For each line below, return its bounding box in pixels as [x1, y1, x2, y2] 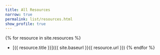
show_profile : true [5, 21, 46, 26]
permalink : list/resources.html [5, 16, 73, 21]
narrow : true [5, 12, 33, 17]
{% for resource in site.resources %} [5, 35, 81, 41]
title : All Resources [5, 7, 51, 12]
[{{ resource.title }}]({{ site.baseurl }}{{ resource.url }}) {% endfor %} [12, 44, 155, 50]
